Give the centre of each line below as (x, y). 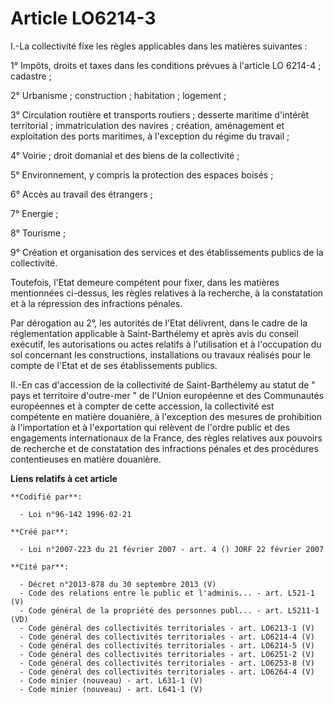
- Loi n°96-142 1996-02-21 (75, 514)
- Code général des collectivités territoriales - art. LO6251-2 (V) (167, 654)
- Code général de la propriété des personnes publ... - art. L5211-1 (169, 610)
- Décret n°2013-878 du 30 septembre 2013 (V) (118, 584)
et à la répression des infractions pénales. (96, 303)
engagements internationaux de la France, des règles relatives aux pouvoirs (166, 438)
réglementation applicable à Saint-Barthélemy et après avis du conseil (154, 333)
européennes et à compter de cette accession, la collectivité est (142, 406)
